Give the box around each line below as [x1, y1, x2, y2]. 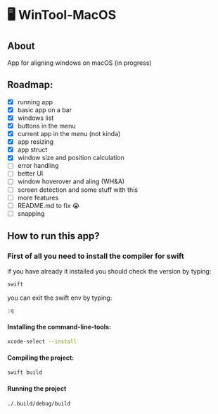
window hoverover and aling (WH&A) [17, 177, 125, 185]
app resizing [17, 138, 54, 146]
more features [17, 193, 58, 202]
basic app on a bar [17, 105, 72, 114]
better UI [17, 169, 44, 178]
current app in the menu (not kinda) [17, 130, 121, 138]
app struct [17, 145, 48, 154]
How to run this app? [7, 230, 100, 242]
